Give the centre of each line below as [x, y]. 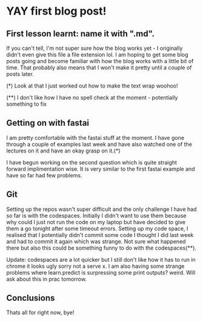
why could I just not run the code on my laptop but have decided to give [96, 222]
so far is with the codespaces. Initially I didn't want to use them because [96, 215]
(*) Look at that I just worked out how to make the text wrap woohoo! [92, 86]
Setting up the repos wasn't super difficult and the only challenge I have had [101, 209]
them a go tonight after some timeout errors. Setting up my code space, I [97, 228]
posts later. [20, 74]
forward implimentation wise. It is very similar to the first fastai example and [101, 169]
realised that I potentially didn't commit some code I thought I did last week [100, 235]
